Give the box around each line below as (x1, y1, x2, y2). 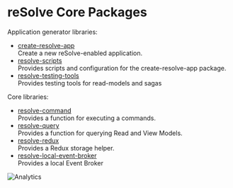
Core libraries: (7, 93, 49, 101)
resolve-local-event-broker (17, 151, 97, 160)
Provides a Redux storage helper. (17, 143, 115, 152)
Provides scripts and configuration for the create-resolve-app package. (17, 64, 227, 72)
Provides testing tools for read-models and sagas (17, 78, 162, 87)
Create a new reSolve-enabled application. (17, 49, 143, 57)
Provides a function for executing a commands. (17, 114, 156, 122)
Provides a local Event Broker (17, 158, 104, 167)
